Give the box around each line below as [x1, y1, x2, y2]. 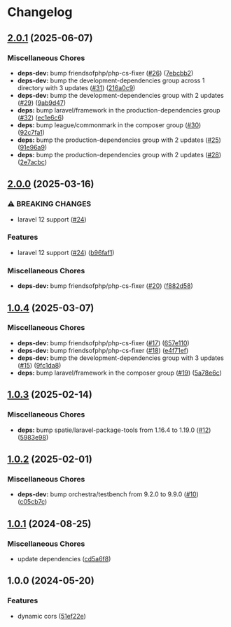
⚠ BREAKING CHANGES [7, 199, 92, 209]
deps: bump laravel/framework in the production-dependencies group [17, 106, 220, 114]
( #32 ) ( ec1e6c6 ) [17, 113, 64, 122]
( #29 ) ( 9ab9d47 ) [17, 99, 66, 107]
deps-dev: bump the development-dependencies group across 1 [17, 76, 205, 85]
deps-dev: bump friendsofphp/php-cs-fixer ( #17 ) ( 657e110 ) [17, 338, 190, 347]
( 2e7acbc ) [17, 158, 48, 166]
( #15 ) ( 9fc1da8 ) [17, 361, 62, 369]
